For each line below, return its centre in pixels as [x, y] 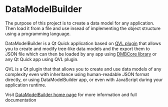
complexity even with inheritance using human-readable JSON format [77, 74]
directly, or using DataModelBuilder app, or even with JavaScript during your [84, 79]
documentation [21, 100]
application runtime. [26, 85]
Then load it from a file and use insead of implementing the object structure [83, 28]
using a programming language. [38, 33]
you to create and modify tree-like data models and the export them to [77, 48]
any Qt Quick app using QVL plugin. [42, 59]
